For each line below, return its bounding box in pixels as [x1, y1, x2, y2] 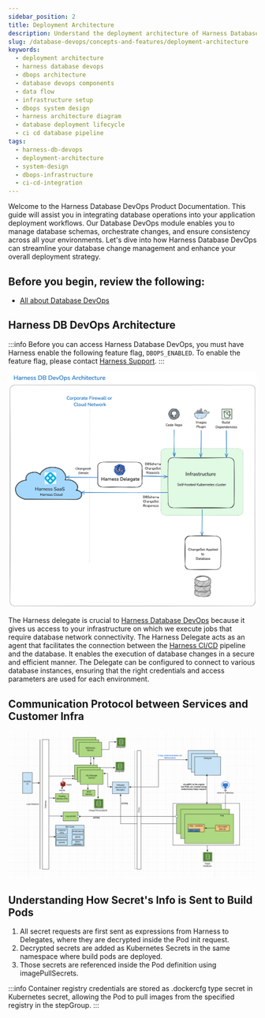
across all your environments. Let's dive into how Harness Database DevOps [8, 235, 257, 244]
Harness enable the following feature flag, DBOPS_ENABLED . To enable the [8, 348, 241, 357]
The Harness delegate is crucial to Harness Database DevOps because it [8, 616, 245, 625]
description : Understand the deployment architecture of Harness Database [8, 29, 259, 37]
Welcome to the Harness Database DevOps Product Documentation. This [8, 202, 246, 211]
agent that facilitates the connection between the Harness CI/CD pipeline [8, 641, 246, 651]
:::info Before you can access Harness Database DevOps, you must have [8, 339, 244, 349]
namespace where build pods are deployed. [19, 952, 163, 961]
